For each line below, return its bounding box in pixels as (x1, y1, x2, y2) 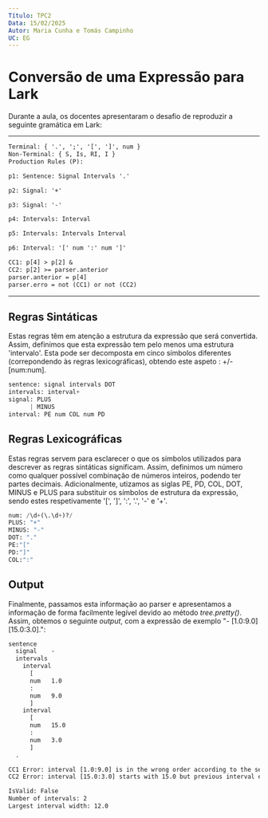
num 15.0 (29, 722, 66, 730)
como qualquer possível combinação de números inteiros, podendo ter (8, 470, 242, 480)
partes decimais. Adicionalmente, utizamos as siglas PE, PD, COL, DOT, (8, 479, 243, 489)
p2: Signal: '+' (8, 187, 62, 195)
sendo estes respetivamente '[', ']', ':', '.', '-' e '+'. (8, 496, 167, 505)
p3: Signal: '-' (8, 201, 62, 209)
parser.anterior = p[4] (8, 273, 88, 281)
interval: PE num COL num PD (8, 410, 105, 419)
